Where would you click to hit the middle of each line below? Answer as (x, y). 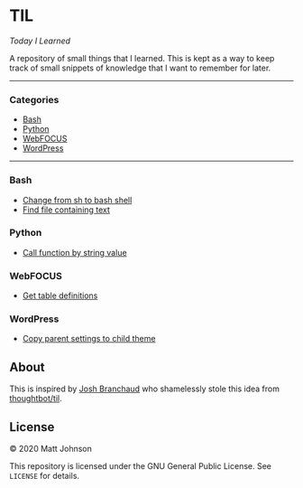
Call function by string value (75, 252)
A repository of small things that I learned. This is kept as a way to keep (142, 58)
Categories (34, 99)
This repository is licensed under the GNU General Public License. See (141, 466)
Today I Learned (40, 41)
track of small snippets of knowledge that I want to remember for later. (140, 68)
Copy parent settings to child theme (89, 339)
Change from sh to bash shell (77, 200)
